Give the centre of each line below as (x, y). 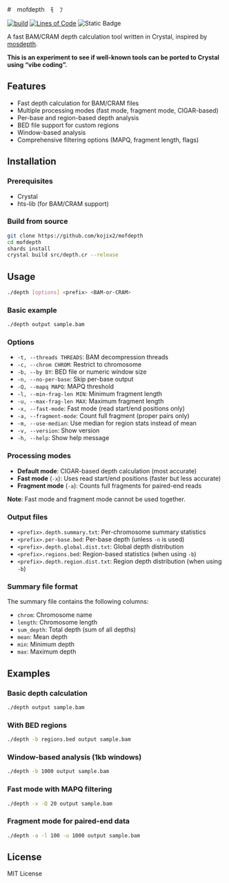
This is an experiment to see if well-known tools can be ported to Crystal (113, 57)
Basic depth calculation (47, 693)
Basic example (32, 310)
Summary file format (42, 587)
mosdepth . (22, 44)
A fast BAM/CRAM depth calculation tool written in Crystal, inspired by (107, 37)
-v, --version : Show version (58, 430)
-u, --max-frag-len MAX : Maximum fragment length (90, 401)
